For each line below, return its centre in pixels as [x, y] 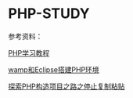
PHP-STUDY [49, 14]
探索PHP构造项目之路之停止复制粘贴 [66, 86]
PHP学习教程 [29, 53]
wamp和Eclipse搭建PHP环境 [54, 69]
